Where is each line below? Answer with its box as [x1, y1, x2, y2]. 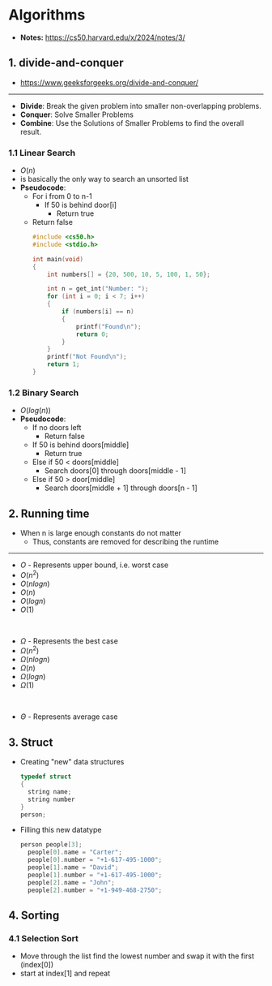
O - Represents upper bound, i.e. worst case [19, 560, 168, 570]
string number [28, 795, 75, 803]
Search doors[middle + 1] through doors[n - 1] [44, 483, 198, 493]
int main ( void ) [32, 255, 83, 263]
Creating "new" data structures [19, 757, 125, 767]
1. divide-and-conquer [8, 56, 124, 70]
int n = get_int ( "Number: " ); [47, 285, 149, 293]
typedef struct [19, 773, 72, 781]
